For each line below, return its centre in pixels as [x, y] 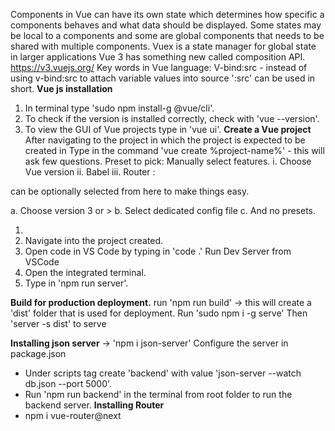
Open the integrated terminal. [85, 272]
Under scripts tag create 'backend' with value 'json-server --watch [163, 373]
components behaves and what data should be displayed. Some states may [166, 25]
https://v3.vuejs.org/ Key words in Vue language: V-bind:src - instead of [159, 67]
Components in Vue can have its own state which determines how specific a [167, 14]
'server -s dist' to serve [58, 323]
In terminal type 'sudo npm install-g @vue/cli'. [119, 108]
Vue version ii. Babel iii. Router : [90, 172]
